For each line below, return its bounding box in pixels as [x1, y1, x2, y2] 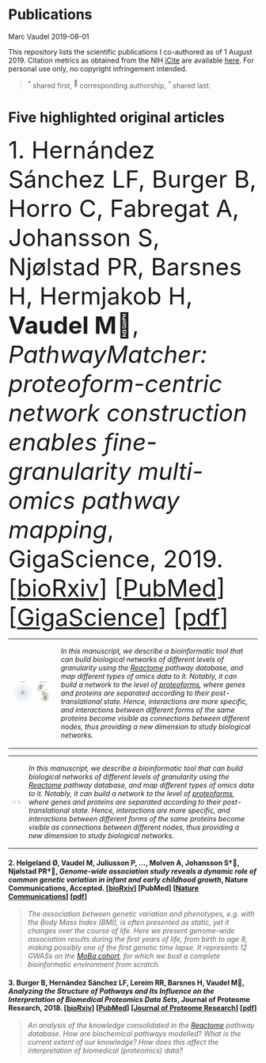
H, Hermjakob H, [8, 280, 193, 311]
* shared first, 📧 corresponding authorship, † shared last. [27, 79, 211, 90]
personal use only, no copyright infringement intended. [8, 63, 188, 73]
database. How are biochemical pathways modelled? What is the [27, 1029, 241, 1038]
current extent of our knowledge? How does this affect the [27, 1038, 219, 1047]
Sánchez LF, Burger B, [8, 164, 257, 194]
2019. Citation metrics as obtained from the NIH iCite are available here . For [8, 55, 255, 65]
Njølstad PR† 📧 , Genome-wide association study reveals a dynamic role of [8, 866, 257, 876]
